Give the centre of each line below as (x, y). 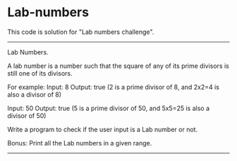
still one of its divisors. (40, 73)
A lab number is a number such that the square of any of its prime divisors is (118, 66)
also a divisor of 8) (35, 94)
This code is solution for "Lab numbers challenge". (81, 32)
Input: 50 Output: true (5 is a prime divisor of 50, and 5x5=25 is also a (109, 108)
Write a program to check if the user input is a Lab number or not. (103, 129)
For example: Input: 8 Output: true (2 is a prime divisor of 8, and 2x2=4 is (114, 87)
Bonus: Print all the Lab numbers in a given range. (80, 143)
